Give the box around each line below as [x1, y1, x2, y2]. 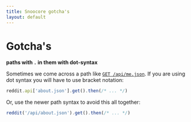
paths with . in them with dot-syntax [6, 59, 98, 66]
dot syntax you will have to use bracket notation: [6, 77, 124, 84]
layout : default [6, 14, 46, 20]
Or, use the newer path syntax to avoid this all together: [6, 98, 140, 106]
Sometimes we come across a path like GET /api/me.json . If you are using [6, 70, 186, 77]
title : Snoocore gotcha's [6, 8, 70, 15]
